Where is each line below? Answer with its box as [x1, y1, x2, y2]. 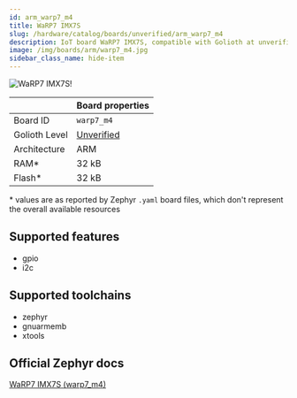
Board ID [13, 114, 50, 126]
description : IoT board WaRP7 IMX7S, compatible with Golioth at [9, 37, 255, 47]
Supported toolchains [9, 288, 132, 303]
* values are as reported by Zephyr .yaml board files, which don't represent [9, 195, 284, 204]
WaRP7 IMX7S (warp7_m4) [9, 379, 107, 390]
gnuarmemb [21, 320, 67, 332]
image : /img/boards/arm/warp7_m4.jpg [9, 46, 148, 55]
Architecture [13, 143, 65, 155]
